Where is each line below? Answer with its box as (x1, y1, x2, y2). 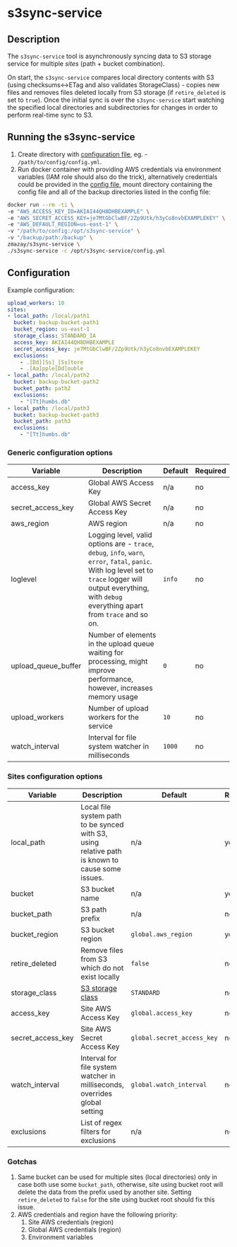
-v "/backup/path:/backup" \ (7, 234, 93, 241)
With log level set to (87, 565, 154, 575)
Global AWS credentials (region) (28, 1225, 122, 1234)
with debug (87, 592, 123, 602)
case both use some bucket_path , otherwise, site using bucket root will (17, 1180, 224, 1188)
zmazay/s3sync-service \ (7, 241, 80, 248)
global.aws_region (130, 930, 193, 938)
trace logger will (87, 575, 143, 585)
